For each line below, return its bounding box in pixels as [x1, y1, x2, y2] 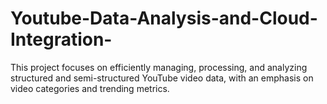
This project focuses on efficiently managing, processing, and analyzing [10, 61, 308, 73]
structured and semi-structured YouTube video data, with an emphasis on [10, 72, 314, 84]
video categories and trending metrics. [10, 82, 170, 94]
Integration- [10, 28, 113, 51]
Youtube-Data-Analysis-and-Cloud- [10, 7, 318, 30]
